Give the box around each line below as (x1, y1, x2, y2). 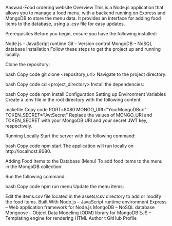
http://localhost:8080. (5, 148, 51, 154)
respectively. (5, 123, 32, 129)
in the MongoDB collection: (5, 163, 63, 170)
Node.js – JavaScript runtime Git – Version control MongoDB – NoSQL (5, 40, 152, 47)
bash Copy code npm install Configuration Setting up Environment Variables (5, 91, 166, 97)
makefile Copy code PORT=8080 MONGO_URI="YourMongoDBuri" (5, 107, 147, 112)
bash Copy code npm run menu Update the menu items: (5, 183, 124, 189)
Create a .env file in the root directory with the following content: (5, 97, 142, 102)
